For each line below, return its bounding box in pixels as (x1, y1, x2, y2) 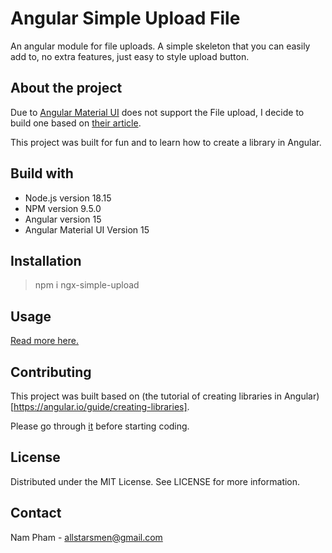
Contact (10, 505, 62, 522)
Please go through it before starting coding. (10, 420, 190, 432)
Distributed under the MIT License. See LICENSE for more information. (10, 475, 301, 487)
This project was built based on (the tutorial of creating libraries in (10, 390, 282, 402)
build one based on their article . (10, 117, 142, 129)
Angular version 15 (24, 213, 102, 225)
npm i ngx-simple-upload (34, 279, 140, 291)
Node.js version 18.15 (24, 192, 112, 204)
